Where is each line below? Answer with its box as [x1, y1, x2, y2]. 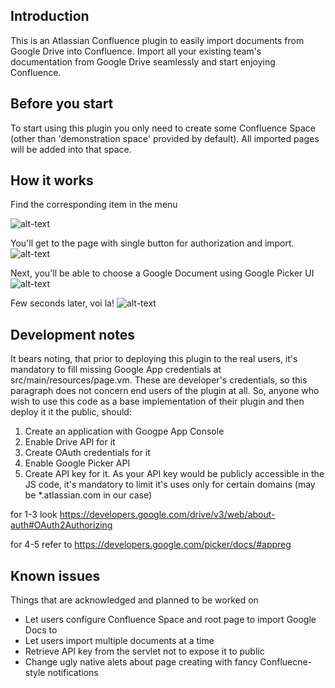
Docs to [24, 624, 58, 636]
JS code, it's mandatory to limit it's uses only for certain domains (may [24, 479, 316, 491]
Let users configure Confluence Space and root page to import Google [24, 614, 317, 626]
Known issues [10, 567, 101, 584]
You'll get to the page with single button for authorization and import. [10, 237, 295, 249]
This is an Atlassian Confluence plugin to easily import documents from [10, 34, 305, 46]
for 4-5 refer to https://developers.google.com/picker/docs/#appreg [10, 539, 292, 551]
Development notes [10, 326, 135, 343]
